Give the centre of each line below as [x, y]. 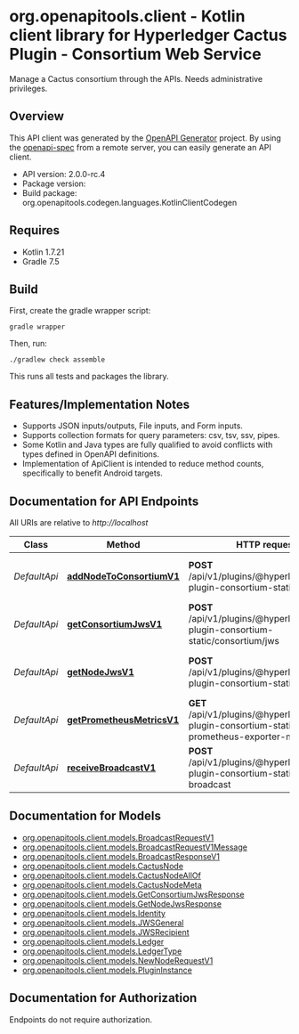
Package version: [54, 183]
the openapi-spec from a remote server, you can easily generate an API [140, 147]
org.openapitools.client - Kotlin [127, 16]
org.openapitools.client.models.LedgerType [102, 951]
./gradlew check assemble [57, 360]
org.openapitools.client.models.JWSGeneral [103, 923]
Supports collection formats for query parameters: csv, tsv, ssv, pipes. [151, 436]
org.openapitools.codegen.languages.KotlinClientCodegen [129, 202]
